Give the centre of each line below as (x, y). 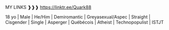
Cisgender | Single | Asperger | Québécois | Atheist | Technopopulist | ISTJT (85, 22)
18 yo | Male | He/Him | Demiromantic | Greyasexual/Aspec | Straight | (78, 17)
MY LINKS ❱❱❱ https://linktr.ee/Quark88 (48, 7)
